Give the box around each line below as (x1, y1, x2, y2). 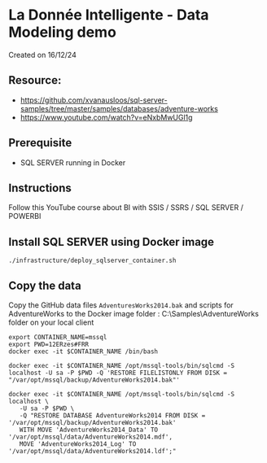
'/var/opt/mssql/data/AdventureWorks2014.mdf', (8, 433, 173, 441)
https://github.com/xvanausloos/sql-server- (20, 95, 169, 105)
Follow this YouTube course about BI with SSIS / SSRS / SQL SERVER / (8, 203, 244, 212)
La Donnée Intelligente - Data (8, 6, 209, 24)
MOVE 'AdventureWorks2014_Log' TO (19, 440, 137, 448)
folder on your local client (8, 317, 94, 327)
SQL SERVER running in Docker (20, 157, 126, 168)
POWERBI (8, 212, 42, 221)
